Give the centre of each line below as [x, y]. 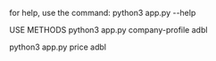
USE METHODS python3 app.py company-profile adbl [108, 30]
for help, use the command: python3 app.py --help [103, 13]
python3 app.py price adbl [58, 47]
